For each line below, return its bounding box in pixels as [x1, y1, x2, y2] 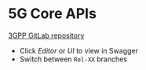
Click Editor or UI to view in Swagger [19, 46, 139, 55]
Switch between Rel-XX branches [19, 54, 128, 64]
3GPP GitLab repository [8, 31, 85, 40]
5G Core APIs [8, 5, 97, 23]
